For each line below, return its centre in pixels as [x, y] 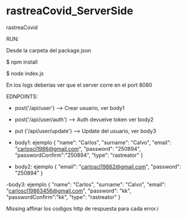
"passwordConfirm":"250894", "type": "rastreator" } [79, 155]
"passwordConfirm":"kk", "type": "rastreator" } [63, 197]
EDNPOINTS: [22, 96]
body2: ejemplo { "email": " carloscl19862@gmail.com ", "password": [98, 166]
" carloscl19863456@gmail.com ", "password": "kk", [69, 191]
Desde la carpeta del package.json [49, 50]
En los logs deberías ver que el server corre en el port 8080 [79, 85]
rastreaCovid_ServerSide [70, 11]
